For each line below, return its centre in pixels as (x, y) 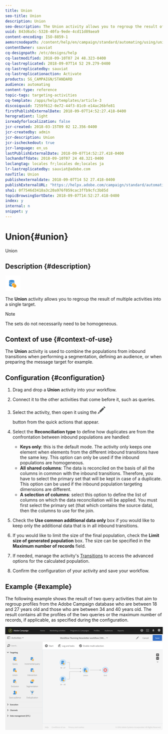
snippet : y (16, 211)
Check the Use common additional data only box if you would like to (83, 521)
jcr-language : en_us (27, 148)
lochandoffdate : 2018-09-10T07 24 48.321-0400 (54, 159)
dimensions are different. (45, 490)
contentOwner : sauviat (29, 48)
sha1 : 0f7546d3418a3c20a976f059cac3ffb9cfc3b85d (57, 190)
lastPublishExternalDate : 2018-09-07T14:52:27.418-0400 (64, 153)
